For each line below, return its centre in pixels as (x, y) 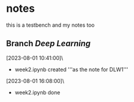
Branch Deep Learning (48, 44)
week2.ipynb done (37, 92)
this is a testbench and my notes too (50, 25)
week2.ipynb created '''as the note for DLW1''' (71, 69)
